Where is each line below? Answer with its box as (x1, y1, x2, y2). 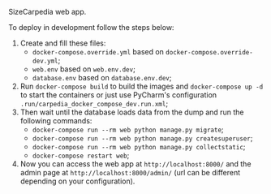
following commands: (19, 116, 92, 125)
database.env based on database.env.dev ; (32, 73, 172, 82)
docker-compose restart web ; (32, 150, 130, 160)
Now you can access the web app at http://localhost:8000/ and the (19, 159, 252, 169)
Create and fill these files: (19, 38, 106, 48)
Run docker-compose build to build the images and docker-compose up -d (19, 81, 264, 91)
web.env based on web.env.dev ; (32, 64, 135, 74)
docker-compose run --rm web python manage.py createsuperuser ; (32, 133, 253, 143)
